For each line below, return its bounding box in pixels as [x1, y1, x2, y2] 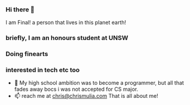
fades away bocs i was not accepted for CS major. [14, 86, 139, 93]
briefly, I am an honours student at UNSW [5, 34, 128, 42]
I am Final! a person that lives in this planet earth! [5, 19, 127, 26]
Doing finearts [5, 50, 48, 58]
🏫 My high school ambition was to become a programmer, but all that [14, 79, 185, 87]
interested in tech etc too [5, 66, 80, 74]
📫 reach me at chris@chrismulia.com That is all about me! [14, 92, 159, 100]
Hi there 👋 [5, 5, 35, 14]
